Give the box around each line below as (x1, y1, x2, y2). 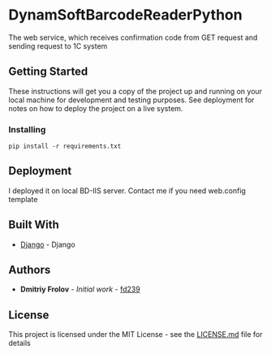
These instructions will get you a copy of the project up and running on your (8, 86, 262, 96)
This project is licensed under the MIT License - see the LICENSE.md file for (8, 330, 263, 339)
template (8, 194, 38, 204)
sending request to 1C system (8, 41, 108, 50)
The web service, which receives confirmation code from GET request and (8, 32, 258, 42)
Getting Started (8, 65, 88, 79)
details (8, 339, 31, 348)
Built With (8, 218, 59, 232)
